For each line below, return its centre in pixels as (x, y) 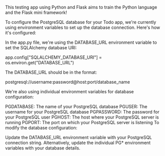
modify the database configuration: (41, 128)
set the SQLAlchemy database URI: (41, 48)
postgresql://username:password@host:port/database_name (68, 82)
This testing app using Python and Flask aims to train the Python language (81, 7)
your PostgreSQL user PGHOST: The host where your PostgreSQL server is (82, 117)
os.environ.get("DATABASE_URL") (40, 63)
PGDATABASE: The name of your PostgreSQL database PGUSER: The (76, 106)
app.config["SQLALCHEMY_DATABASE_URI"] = (53, 57)
